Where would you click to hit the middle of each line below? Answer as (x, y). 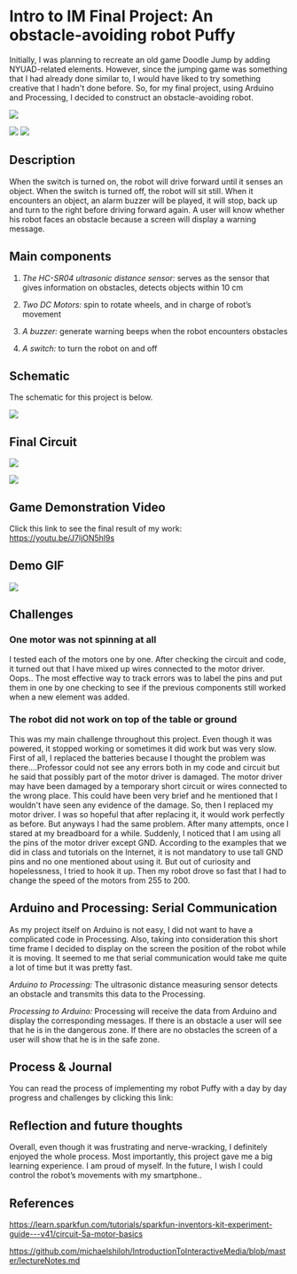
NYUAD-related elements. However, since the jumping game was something (148, 69)
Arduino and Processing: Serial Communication (143, 908)
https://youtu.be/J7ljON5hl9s (62, 538)
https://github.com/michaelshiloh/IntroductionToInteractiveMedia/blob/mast (148, 1251)
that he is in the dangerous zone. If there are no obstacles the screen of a (143, 1029)
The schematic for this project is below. (81, 397)
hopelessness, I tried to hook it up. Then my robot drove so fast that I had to (148, 871)
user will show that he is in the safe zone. (85, 1039)
